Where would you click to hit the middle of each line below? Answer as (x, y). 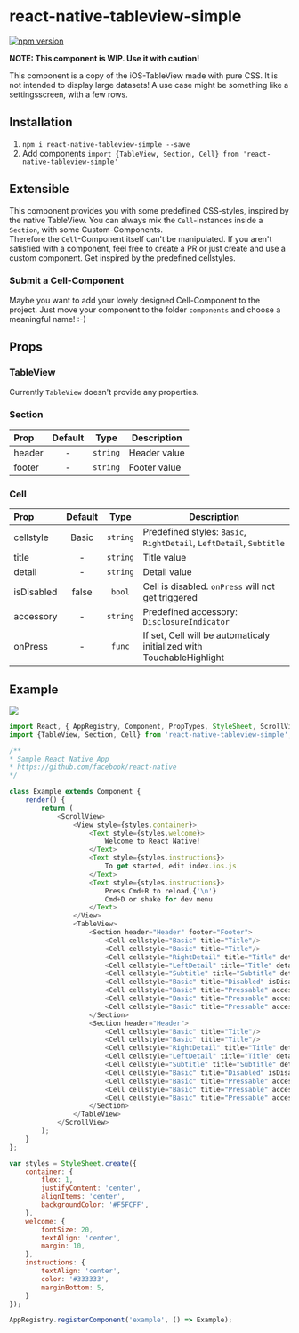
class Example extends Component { (75, 792)
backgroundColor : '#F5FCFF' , (95, 1205)
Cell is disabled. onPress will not (209, 586)
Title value (165, 558)
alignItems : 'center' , (83, 1197)
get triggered (170, 598)
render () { (45, 800)
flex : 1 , (57, 1180)
